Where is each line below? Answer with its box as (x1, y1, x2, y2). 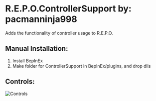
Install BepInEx (12, 58, 43, 64)
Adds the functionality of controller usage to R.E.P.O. (5, 30, 113, 36)
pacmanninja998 (5, 13, 77, 25)
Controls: (5, 78, 35, 86)
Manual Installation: (5, 44, 68, 53)
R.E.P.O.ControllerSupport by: (5, 3, 132, 14)
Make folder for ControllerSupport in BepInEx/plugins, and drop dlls (12, 63, 151, 69)
